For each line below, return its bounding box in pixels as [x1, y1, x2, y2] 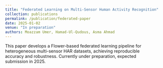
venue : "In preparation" [5, 25, 56, 30]
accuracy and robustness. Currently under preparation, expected [5, 53, 137, 59]
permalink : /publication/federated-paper [5, 16, 91, 21]
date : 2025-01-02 [5, 20, 41, 26]
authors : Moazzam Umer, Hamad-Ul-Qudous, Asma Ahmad [5, 30, 115, 34]
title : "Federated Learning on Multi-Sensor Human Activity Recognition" [5, 7, 159, 12]
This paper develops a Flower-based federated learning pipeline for [5, 43, 141, 49]
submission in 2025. [5, 59, 46, 64]
